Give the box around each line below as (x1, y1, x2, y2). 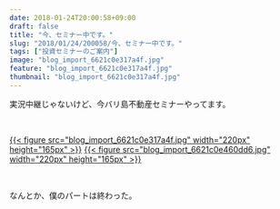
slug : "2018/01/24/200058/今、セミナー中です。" (9, 38, 183, 48)
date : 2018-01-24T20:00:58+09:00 (9, 13, 136, 23)
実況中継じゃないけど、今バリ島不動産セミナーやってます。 (9, 98, 231, 109)
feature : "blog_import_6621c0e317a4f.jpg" (9, 65, 173, 74)
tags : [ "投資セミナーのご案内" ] (9, 47, 118, 56)
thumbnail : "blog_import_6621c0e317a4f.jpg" (9, 73, 181, 82)
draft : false (9, 22, 59, 31)
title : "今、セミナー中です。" (9, 30, 114, 39)
